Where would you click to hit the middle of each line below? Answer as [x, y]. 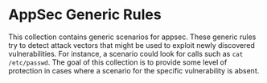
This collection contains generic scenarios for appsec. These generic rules [132, 37]
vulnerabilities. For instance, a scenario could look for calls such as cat [126, 53]
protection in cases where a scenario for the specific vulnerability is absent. [134, 70]
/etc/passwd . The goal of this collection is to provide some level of [118, 62]
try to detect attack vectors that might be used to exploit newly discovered [131, 45]
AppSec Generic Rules [85, 15]
